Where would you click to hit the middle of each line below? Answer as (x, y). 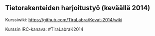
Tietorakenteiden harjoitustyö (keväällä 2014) (78, 8)
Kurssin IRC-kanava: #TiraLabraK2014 (44, 29)
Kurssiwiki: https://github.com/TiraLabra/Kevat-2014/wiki (64, 19)
